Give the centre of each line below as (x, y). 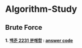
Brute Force (24, 27)
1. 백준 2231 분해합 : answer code (39, 41)
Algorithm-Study (41, 9)
